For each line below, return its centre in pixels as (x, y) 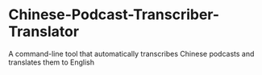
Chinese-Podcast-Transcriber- (114, 15)
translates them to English (52, 62)
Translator (44, 32)
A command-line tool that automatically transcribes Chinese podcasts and (131, 53)
